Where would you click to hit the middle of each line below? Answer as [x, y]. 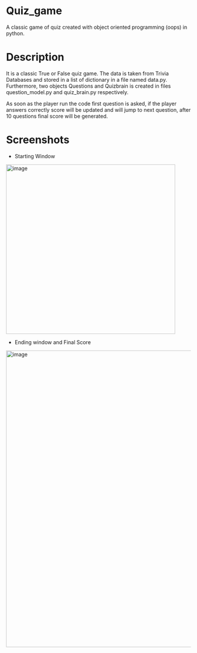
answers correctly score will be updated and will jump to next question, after [98, 109]
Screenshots [38, 140]
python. [15, 33]
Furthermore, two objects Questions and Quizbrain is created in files [89, 86]
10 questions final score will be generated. [57, 116]
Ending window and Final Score [52, 342]
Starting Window [35, 156]
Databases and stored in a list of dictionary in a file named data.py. [86, 79]
